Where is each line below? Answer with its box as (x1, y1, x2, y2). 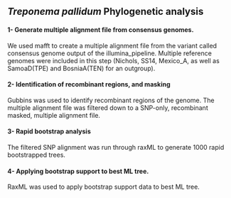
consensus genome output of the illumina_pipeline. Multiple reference (7, 49, 212, 57)
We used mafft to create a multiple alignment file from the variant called (7, 41, 217, 50)
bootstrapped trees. (7, 150, 66, 159)
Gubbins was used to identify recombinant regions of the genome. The (7, 96, 215, 104)
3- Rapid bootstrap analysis (7, 127, 91, 136)
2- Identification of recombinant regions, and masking (7, 80, 171, 89)
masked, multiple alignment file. (7, 111, 101, 119)
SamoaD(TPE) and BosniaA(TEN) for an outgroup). (7, 64, 156, 72)
